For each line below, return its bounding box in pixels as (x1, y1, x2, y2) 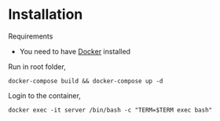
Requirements (8, 31, 53, 41)
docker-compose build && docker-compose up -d (8, 77, 163, 85)
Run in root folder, (8, 61, 67, 71)
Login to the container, (8, 90, 81, 100)
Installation (8, 5, 83, 24)
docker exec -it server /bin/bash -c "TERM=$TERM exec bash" (8, 106, 213, 114)
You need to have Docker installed (19, 46, 131, 56)
